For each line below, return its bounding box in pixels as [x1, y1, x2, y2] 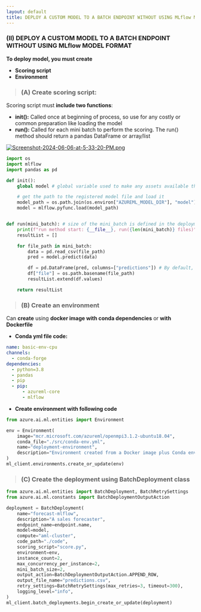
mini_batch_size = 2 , [17, 566, 66, 572]
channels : [6, 350, 31, 356]
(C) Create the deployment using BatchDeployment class [20, 475, 190, 483]
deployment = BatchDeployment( [6, 505, 84, 511]
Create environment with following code [14, 405, 117, 412]
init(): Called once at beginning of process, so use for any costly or [14, 113, 181, 120]
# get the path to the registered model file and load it [17, 194, 165, 200]
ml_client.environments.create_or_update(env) [6, 461, 124, 467]
